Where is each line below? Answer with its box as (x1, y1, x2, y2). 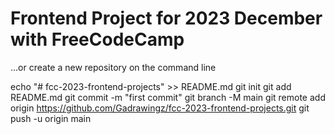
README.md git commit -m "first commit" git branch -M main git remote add (10, 91, 326, 103)
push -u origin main (10, 112, 92, 124)
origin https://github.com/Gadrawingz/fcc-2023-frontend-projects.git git (10, 102, 310, 114)
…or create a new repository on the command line (10, 61, 217, 73)
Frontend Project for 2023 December (10, 7, 323, 30)
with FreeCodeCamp (10, 28, 185, 51)
